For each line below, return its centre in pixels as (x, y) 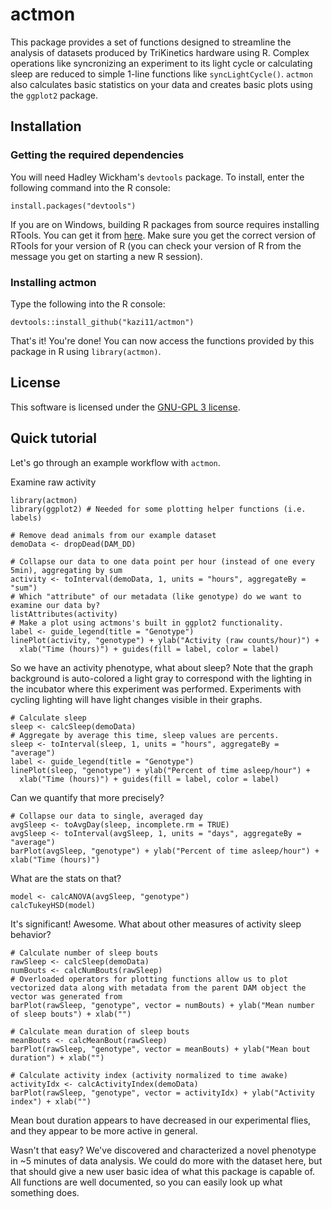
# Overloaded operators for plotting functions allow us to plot (149, 979)
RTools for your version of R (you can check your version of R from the (156, 245)
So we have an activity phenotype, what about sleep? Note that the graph (161, 667)
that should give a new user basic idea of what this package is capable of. (163, 1171)
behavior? (31, 934)
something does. (45, 1192)
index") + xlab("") (51, 1101)
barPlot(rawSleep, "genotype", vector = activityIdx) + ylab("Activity (162, 1093)
